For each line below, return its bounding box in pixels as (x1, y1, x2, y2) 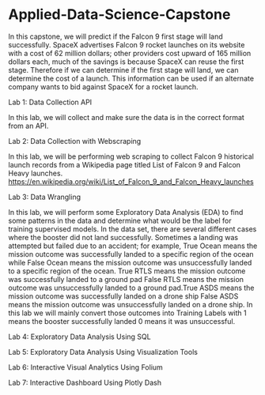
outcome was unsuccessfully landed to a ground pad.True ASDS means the (8, 283, 255, 292)
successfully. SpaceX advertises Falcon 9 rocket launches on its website (8, 39, 245, 49)
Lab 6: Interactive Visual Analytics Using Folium (8, 362, 164, 372)
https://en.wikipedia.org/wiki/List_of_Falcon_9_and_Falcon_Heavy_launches (8, 176, 255, 186)
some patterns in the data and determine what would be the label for (8, 216, 232, 225)
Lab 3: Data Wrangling (8, 192, 81, 201)
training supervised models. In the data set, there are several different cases (8, 224, 257, 234)
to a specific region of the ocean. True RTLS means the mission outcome (8, 266, 246, 276)
